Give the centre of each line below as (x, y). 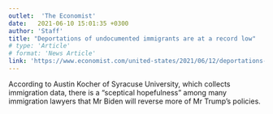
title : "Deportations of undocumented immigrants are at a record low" (132, 38)
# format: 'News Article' (52, 53)
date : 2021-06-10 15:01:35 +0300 (69, 23)
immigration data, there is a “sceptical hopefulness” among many (118, 92)
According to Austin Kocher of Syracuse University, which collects (119, 84)
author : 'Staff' (36, 31)
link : (17, 61)
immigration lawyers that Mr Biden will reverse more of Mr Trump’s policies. (135, 101)
